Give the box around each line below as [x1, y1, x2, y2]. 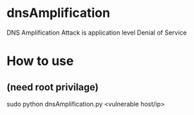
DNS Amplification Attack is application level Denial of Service [6, 28, 188, 37]
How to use [6, 53, 74, 69]
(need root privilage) [6, 81, 99, 93]
